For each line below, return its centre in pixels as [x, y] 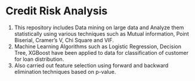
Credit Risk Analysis [57, 11]
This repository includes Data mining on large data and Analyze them [99, 27]
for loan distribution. [39, 59]
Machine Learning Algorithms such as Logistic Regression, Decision [97, 46]
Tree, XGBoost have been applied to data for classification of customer [101, 52]
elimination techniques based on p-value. [65, 71]
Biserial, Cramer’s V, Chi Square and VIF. [64, 40]
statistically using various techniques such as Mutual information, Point [101, 33]
